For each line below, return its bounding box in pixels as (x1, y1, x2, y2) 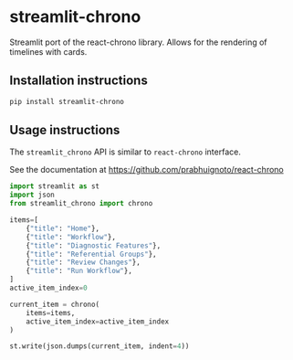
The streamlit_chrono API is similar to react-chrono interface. (9, 146, 242, 157)
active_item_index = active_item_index (26, 317, 170, 326)
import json (9, 190, 55, 200)
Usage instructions (9, 122, 120, 138)
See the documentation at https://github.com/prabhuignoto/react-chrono (9, 164, 285, 175)
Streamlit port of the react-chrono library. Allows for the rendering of (9, 37, 267, 48)
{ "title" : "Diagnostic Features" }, (26, 240, 162, 250)
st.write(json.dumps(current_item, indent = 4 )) (9, 342, 190, 351)
